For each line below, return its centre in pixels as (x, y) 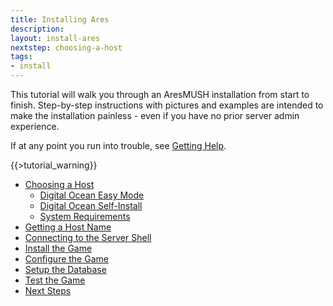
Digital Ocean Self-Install (91, 205)
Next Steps (48, 290)
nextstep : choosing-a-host (66, 47)
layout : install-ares (55, 38)
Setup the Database (65, 269)
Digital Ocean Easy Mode (92, 195)
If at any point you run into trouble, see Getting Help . (118, 145)
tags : (21, 57)
